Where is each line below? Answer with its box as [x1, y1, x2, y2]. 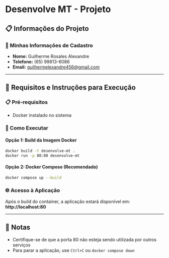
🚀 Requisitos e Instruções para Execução [5, 83, 136, 92]
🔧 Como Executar [5, 124, 49, 132]
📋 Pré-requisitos [5, 99, 48, 106]
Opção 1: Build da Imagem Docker [5, 137, 77, 143]
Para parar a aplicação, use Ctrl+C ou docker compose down [12, 247, 135, 253]
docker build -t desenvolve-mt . [5, 148, 75, 153]
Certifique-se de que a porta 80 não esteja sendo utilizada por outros [12, 236, 157, 242]
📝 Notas [5, 223, 31, 232]
